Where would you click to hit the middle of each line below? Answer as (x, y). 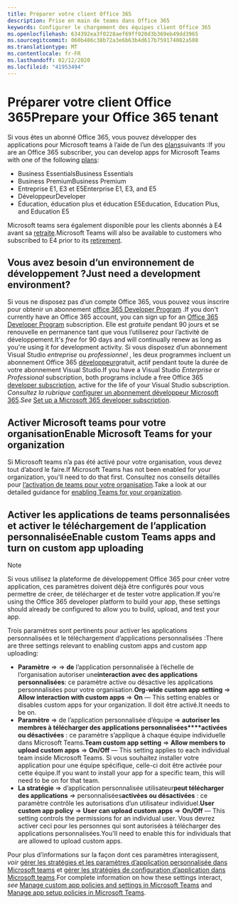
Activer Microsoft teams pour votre (87, 422)
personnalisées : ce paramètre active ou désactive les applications (115, 682)
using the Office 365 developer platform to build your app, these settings (114, 601)
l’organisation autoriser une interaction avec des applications (108, 674)
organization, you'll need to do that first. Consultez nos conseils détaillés (114, 477)
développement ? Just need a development (104, 274)
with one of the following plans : (53, 159)
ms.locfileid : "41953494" (45, 67)
